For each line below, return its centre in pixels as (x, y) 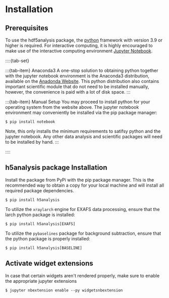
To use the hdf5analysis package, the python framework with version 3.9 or (84, 40)
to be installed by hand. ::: (32, 142)
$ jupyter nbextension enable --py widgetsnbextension (64, 290)
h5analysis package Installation (56, 168)
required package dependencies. (40, 190)
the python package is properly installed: (48, 238)
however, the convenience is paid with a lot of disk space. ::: (68, 92)
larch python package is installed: (40, 215)
